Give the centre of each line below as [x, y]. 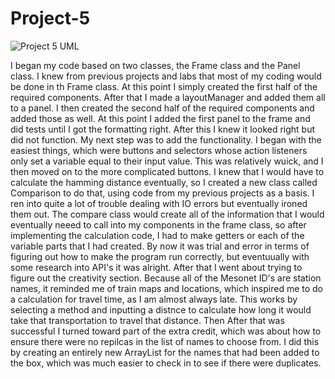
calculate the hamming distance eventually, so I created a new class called [164, 182]
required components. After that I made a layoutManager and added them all [168, 97]
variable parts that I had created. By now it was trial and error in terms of [160, 246]
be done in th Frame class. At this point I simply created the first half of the [164, 86]
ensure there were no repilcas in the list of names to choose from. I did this [165, 341]
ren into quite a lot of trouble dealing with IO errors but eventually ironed [159, 203]
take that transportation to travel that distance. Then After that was [147, 320]
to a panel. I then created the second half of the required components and [162, 108]
